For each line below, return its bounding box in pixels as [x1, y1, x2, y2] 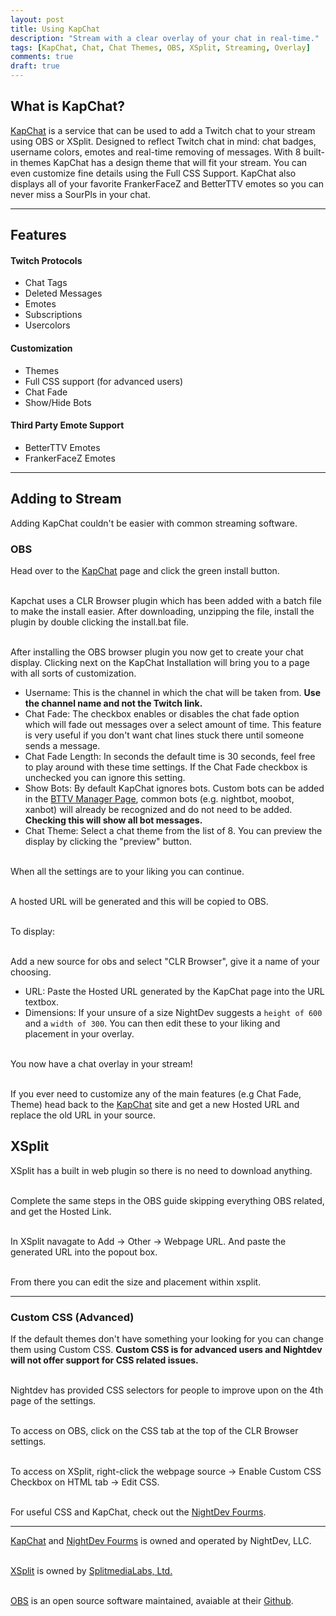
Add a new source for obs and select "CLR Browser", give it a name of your [10, 955, 320, 967]
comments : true [10, 52, 74, 62]
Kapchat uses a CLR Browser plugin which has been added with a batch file [10, 594, 322, 606]
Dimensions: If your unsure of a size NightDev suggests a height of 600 [24, 1006, 323, 1018]
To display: [10, 925, 56, 937]
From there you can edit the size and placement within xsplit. [10, 1276, 262, 1288]
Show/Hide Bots [24, 396, 92, 408]
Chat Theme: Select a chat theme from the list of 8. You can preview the [24, 824, 323, 836]
